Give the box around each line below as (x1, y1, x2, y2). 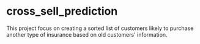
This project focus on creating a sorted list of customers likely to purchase (6, 24, 194, 32)
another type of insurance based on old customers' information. (6, 31, 168, 38)
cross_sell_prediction (6, 4, 118, 18)
